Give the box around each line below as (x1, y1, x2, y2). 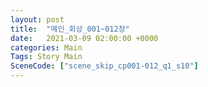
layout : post (10, 14, 65, 25)
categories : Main (10, 42, 83, 53)
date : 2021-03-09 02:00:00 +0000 (10, 33, 159, 43)
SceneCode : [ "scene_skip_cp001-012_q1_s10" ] (10, 61, 199, 71)
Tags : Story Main (10, 52, 83, 62)
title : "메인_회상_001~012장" (10, 24, 130, 34)
